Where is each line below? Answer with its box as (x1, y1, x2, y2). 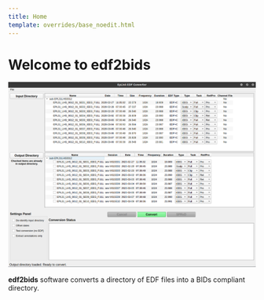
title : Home (8, 13, 47, 20)
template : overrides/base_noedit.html (8, 20, 135, 29)
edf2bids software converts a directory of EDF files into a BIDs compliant (8, 275, 246, 284)
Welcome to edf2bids (8, 56, 151, 74)
